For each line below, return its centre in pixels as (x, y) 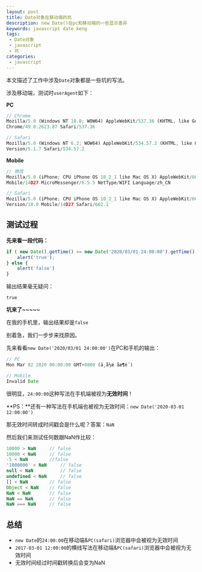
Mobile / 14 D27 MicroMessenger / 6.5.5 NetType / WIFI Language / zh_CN (88, 183)
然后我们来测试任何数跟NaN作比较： (51, 437)
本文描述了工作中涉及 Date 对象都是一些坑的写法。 (67, 80)
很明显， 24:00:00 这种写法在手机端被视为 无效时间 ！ (70, 394)
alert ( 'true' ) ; (36, 257)
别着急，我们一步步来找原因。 (43, 335)
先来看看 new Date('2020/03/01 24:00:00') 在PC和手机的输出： (83, 348)
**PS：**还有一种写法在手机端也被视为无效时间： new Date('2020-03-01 (95, 406)
